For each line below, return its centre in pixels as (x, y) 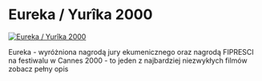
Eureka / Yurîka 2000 (81, 15)
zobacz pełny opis (38, 68)
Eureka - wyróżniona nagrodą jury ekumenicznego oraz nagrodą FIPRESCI (131, 52)
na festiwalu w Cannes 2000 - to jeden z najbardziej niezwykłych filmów (128, 60)
